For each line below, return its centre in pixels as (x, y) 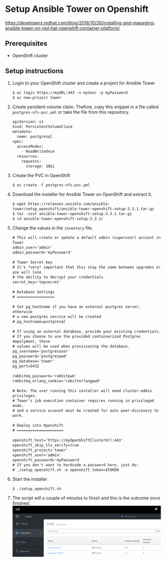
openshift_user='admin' (37, 455)
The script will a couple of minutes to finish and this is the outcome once (86, 498)
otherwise (22, 312)
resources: (28, 156)
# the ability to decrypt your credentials (58, 277)
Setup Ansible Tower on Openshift (77, 9)
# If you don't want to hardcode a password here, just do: (75, 465)
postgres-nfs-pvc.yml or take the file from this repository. (71, 112)
